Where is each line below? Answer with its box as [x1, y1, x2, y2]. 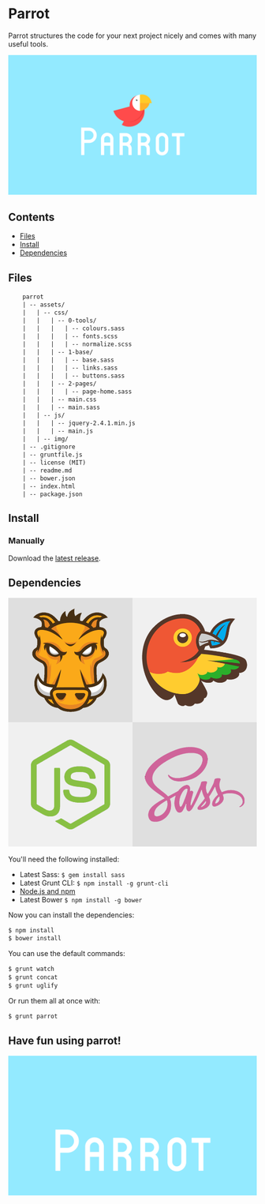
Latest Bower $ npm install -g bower [19, 895, 143, 904]
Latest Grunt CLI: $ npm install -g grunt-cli [19, 878, 169, 887]
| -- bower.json [22, 474, 77, 482]
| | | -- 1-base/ [22, 348, 93, 356]
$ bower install [8, 935, 62, 943]
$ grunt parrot [8, 1012, 58, 1020]
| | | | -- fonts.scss [22, 332, 118, 340]
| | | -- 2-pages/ [22, 380, 97, 388]
